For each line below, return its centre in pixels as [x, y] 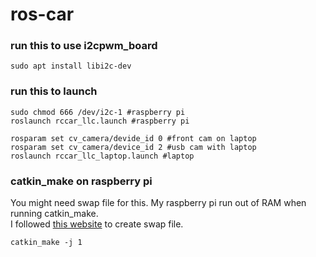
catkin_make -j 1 [46, 243]
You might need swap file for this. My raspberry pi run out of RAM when [158, 203]
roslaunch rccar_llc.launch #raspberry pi [100, 121]
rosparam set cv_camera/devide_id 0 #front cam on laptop [133, 138]
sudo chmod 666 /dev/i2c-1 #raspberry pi [98, 112]
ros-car [42, 14]
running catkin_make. [54, 214]
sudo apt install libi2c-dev [71, 66]
